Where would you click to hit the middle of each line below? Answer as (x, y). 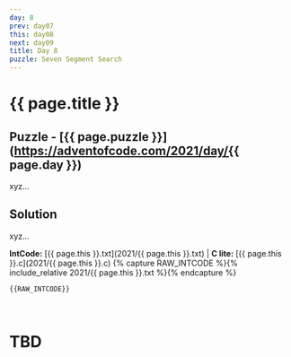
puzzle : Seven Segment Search (66, 59)
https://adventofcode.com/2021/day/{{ (127, 150)
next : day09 (31, 43)
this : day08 (31, 34)
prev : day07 (31, 26)
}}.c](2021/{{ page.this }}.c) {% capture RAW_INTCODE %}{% (123, 263)
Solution (33, 215)
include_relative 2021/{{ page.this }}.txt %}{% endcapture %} (123, 272)
